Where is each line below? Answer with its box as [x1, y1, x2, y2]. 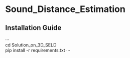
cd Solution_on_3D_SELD [5, 42, 57, 48]
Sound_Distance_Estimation [5, 3, 125, 15]
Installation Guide [5, 23, 62, 32]
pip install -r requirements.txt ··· [5, 47, 70, 53]
